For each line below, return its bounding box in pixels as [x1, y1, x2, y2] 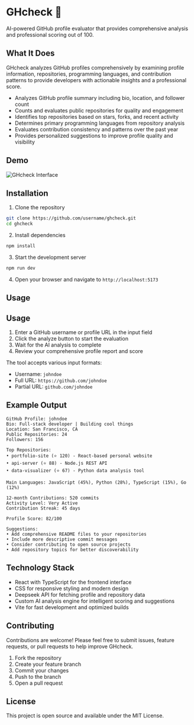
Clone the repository [14, 204, 65, 211]
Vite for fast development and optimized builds [14, 603, 129, 611]
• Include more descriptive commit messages [6, 536, 118, 542]
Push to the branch [14, 673, 62, 680]
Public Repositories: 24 [6, 431, 67, 437]
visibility [14, 138, 35, 145]
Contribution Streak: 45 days [6, 505, 81, 511]
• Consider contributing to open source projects [6, 541, 131, 548]
